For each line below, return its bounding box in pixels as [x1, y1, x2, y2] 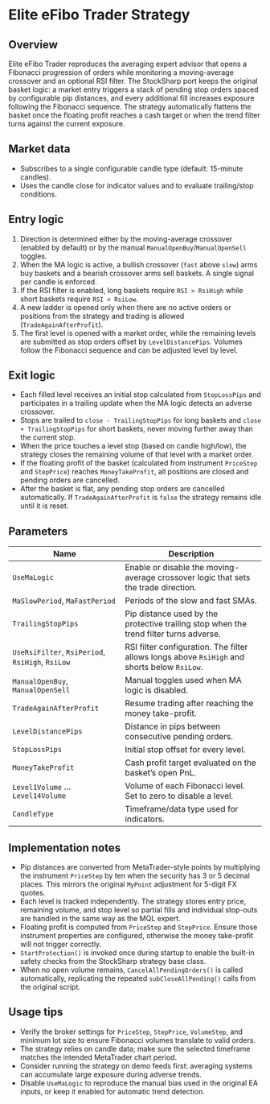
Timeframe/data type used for [124, 804, 239, 815]
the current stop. [19, 432, 76, 442]
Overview [8, 38, 59, 52]
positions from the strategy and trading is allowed [19, 311, 185, 320]
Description [168, 548, 215, 560]
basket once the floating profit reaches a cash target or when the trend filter [8, 110, 261, 120]
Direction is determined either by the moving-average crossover [19, 234, 233, 243]
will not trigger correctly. [19, 940, 102, 949]
